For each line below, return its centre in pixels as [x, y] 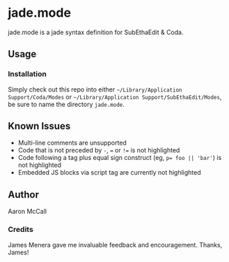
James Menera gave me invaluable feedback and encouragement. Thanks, [115, 245]
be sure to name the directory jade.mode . [66, 104]
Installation [27, 74]
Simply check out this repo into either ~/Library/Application [95, 89]
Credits [21, 230]
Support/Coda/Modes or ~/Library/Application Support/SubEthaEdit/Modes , [115, 96]
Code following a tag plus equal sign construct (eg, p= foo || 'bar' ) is [120, 158]
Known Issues [39, 126]
